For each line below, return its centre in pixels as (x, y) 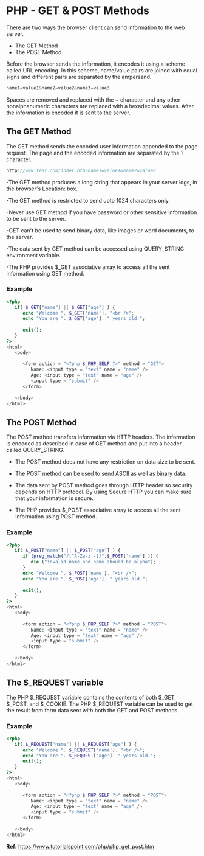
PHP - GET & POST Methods (78, 11)
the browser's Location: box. (42, 189)
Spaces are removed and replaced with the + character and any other (93, 99)
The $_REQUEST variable (55, 683)
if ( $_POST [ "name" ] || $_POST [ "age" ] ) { (67, 551)
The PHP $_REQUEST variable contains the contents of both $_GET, (91, 697)
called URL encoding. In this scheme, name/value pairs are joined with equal (102, 70)
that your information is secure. (54, 498)
